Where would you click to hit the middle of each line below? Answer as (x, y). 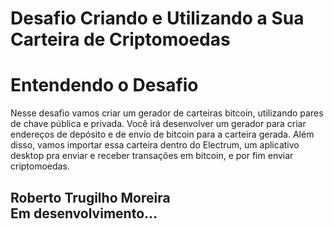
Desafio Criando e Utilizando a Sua (157, 18)
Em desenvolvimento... (84, 213)
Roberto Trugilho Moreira (90, 197)
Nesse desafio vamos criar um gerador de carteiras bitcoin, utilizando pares (167, 113)
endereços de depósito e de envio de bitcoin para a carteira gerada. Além (162, 134)
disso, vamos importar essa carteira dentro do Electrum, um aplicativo (155, 145)
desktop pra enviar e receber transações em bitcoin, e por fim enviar (152, 156)
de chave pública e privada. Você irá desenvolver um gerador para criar (158, 124)
